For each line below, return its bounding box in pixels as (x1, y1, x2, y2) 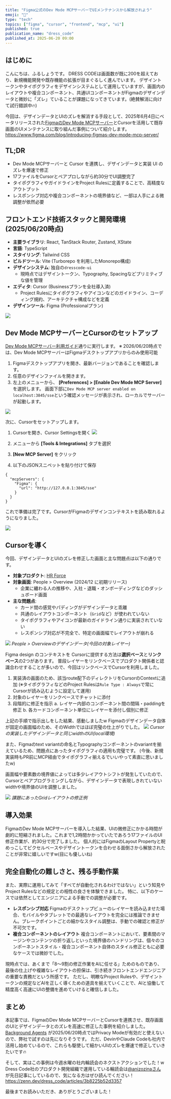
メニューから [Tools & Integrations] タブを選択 (12, 441, 111, 447)
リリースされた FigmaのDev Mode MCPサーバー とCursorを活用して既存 (14, 119, 163, 125)
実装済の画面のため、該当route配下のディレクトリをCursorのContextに (12, 675, 161, 681)
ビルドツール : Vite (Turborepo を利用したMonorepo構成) (12, 258, 131, 264)
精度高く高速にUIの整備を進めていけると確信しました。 (5, 986, 122, 992)
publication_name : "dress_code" (5, 31, 74, 36)
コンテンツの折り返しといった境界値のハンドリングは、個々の (30, 937, 160, 943)
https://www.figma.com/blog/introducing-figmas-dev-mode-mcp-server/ (5, 131, 159, 138)
